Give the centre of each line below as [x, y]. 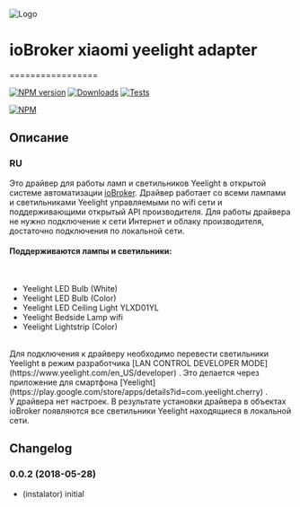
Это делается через [221, 372]
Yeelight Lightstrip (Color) [70, 327]
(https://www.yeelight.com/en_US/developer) [93, 372]
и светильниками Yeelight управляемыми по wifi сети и [116, 202]
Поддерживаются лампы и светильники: [91, 251]
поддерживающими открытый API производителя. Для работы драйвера [150, 212]
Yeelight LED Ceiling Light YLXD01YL [91, 307]
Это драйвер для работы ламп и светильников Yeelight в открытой [138, 183]
